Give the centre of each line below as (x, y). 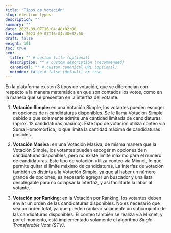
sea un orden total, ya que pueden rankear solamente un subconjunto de (89, 209)
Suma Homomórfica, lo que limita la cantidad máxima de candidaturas (87, 129)
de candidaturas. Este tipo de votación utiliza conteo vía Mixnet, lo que (87, 161)
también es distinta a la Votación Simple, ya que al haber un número (84, 172)
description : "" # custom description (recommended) (67, 62)
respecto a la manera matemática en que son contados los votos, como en (84, 92)
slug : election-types (28, 15)
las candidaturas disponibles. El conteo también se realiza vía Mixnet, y (88, 214)
